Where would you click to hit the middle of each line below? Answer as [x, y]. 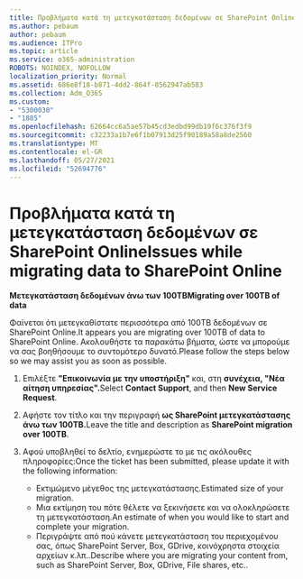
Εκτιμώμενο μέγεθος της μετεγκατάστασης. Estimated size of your [160, 489]
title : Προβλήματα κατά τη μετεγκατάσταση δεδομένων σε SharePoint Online [153, 18]
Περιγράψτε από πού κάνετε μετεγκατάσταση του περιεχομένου [157, 537]
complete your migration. [83, 527]
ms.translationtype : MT [54, 143]
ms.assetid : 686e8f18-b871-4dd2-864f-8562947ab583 [106, 85]
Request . [40, 398]
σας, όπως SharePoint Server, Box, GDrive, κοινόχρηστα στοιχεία [157, 546]
